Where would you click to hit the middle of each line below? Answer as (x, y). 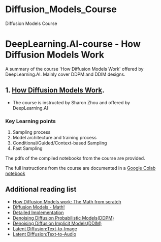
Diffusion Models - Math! (39, 207)
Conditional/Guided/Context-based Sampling (60, 143)
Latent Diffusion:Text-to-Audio (44, 234)
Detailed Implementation (38, 213)
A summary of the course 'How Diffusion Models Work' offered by (74, 69)
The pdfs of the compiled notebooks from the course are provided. (75, 158)
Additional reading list (41, 189)
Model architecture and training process (55, 137)
